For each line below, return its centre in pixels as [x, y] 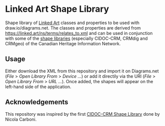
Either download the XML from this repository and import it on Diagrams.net [82, 71]
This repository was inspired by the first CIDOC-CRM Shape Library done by [82, 114]
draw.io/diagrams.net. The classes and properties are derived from [73, 28]
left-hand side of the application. [38, 87]
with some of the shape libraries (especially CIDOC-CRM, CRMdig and [76, 38]
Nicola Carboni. [21, 119]
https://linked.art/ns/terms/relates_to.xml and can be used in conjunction [79, 33]
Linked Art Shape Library [57, 9]
